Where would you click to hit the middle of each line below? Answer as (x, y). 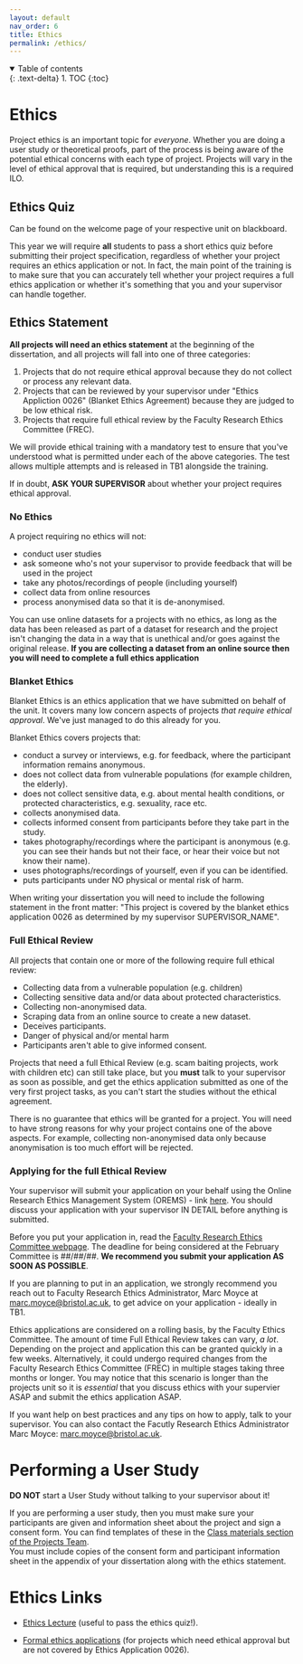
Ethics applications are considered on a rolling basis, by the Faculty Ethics (147, 1330)
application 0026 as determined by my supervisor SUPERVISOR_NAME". (145, 917)
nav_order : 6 (34, 26)
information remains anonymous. (84, 765)
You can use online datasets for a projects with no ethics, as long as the (143, 620)
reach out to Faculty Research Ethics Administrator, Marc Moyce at (134, 1293)
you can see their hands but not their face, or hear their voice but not (151, 851)
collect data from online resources (86, 593)
